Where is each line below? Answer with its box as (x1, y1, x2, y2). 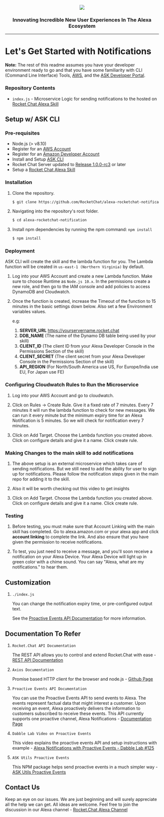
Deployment (5, 248, 35, 254)
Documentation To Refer (5, 629, 81, 638)
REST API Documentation (12, 657, 63, 663)
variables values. (12, 309, 46, 314)
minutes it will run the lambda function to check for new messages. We (12, 407, 155, 413)
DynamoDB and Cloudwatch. (12, 289, 71, 295)
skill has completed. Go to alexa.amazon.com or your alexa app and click (12, 529, 159, 535)
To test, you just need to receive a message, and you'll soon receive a (12, 548, 153, 554)
